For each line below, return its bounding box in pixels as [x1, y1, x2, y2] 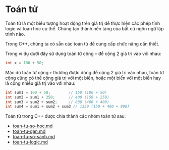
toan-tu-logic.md [12, 139, 48, 145]
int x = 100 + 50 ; [5, 60, 44, 65]
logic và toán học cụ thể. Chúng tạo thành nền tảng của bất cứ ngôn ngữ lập [5, 25, 164, 31]
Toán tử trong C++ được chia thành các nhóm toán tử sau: [5, 113, 126, 119]
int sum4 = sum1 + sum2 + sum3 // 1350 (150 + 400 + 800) [5, 104, 130, 109]
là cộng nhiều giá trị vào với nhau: [5, 80, 76, 86]
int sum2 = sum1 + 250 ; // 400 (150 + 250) [5, 94, 109, 99]
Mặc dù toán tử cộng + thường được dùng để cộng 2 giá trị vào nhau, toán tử [5, 69, 164, 75]
